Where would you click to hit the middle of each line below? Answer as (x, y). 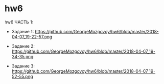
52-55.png (22, 76)
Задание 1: (23, 31)
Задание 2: (23, 46)
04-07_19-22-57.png (32, 37)
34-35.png (23, 56)
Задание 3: (23, 66)
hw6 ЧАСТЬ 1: (19, 22)
